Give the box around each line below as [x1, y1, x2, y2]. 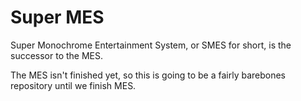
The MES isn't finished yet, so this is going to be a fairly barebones [10, 69, 287, 81]
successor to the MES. [10, 49, 104, 61]
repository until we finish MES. [10, 79, 137, 91]
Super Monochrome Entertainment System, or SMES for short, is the [10, 39, 292, 51]
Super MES [10, 6, 105, 29]
